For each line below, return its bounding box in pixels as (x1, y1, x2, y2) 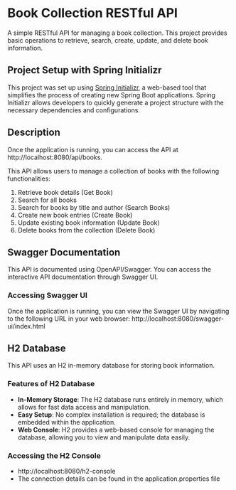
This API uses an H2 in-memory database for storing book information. (7, 361, 215, 370)
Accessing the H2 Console (7, 450, 101, 460)
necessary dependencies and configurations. (7, 105, 141, 114)
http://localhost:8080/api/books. (7, 153, 103, 161)
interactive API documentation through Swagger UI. (7, 272, 159, 282)
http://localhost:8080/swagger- (131, 314, 224, 323)
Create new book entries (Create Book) (17, 211, 133, 219)
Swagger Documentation (7, 246, 121, 258)
